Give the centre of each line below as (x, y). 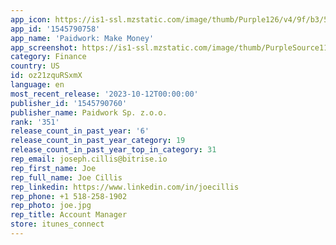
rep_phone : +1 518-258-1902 (69, 196)
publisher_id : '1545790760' (69, 103)
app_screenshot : (44, 47)
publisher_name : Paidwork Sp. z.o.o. (89, 112)
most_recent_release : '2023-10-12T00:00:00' (104, 94)
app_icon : (31, 19)
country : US (35, 66)
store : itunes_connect (57, 224)
